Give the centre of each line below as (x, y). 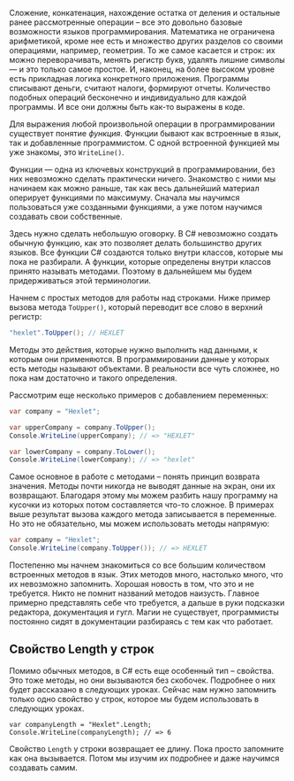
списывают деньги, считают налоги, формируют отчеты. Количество (140, 88)
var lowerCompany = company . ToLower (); (83, 452)
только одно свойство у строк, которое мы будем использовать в (134, 699)
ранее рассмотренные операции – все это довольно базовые (126, 22)
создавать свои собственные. (66, 217)
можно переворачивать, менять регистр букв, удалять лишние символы (147, 60)
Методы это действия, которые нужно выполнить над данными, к (133, 350)
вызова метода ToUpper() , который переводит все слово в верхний (136, 307)
